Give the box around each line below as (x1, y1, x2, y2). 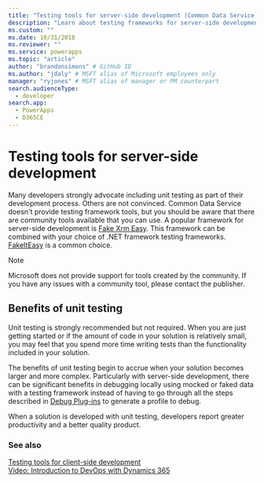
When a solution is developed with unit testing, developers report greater (8, 412, 245, 421)
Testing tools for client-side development (8, 457, 141, 467)
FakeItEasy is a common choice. (8, 240, 112, 250)
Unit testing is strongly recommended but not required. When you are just (8, 323, 247, 332)
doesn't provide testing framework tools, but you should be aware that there (8, 207, 255, 216)
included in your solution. (8, 347, 90, 357)
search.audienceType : (8, 84, 79, 93)
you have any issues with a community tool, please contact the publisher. (8, 279, 245, 288)
